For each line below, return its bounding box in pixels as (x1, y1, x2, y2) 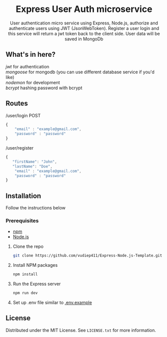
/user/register (5, 145, 34, 151)
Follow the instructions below (5, 205, 66, 211)
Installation (5, 191, 41, 200)
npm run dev (12, 291, 38, 296)
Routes (5, 99, 28, 108)
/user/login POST (5, 112, 41, 118)
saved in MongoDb (65, 36, 103, 42)
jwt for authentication (5, 63, 49, 69)
